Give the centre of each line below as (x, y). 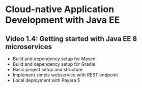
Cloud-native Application (60, 9)
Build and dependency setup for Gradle (54, 64)
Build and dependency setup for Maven (54, 59)
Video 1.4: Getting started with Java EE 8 (71, 39)
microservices (29, 47)
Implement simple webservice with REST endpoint (65, 75)
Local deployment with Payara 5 (46, 80)
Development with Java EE (63, 20)
